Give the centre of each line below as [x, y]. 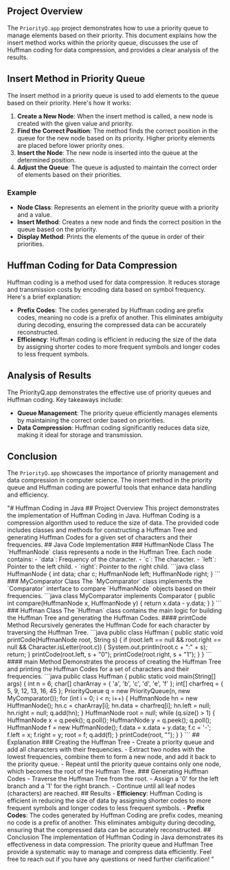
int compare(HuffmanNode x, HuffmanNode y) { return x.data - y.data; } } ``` [114, 603]
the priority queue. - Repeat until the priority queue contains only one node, [114, 764]
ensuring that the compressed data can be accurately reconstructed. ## [109, 830]
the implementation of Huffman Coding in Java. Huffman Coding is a [104, 516]
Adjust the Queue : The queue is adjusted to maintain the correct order [117, 167]
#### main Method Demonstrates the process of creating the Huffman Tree [114, 662]
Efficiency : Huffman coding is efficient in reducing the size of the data [117, 339]
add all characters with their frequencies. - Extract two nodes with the [106, 750]
